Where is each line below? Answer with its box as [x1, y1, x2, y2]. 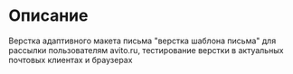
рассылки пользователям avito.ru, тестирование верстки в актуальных [8, 44, 284, 55]
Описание [8, 5, 89, 26]
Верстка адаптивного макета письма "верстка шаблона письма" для [8, 35, 277, 46]
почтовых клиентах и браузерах [8, 54, 133, 65]
